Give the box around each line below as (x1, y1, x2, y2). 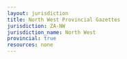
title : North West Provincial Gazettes (7, 16, 121, 23)
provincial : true (7, 35, 57, 42)
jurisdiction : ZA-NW (7, 22, 66, 29)
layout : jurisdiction (7, 9, 69, 17)
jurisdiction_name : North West (7, 28, 96, 36)
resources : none (7, 41, 53, 48)
